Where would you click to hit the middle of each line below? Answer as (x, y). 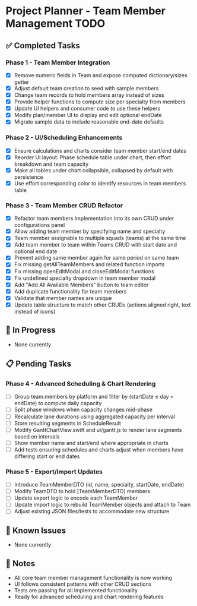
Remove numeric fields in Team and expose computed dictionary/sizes (101, 75)
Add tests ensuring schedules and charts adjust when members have (99, 449)
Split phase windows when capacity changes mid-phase (83, 410)
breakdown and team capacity (51, 164)
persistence (29, 177)
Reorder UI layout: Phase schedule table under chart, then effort (93, 157)
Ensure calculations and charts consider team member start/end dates (100, 150)
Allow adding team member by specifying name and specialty (90, 231)
